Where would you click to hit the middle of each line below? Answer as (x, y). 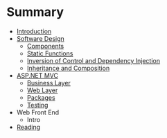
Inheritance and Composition (68, 68)
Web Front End (38, 112)
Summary (35, 12)
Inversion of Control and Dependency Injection (94, 60)
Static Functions (50, 53)
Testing (37, 105)
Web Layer (42, 90)
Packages (41, 97)
